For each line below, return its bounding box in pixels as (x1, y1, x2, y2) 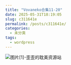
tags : (5, 35, 17, 40)
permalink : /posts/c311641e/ (5, 21, 66, 26)
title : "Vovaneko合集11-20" (5, 7, 63, 12)
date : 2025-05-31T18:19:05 (5, 12, 62, 17)
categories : (5, 26, 30, 31)
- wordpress (10, 40, 35, 45)
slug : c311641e (5, 16, 37, 21)
